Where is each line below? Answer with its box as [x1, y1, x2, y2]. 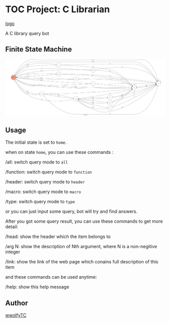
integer [5, 249, 20, 255]
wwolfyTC [5, 312, 26, 318]
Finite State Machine [5, 45, 72, 54]
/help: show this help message [5, 284, 70, 290]
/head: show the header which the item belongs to [5, 233, 111, 240]
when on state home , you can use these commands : [5, 149, 114, 155]
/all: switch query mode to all [5, 159, 68, 165]
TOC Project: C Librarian [5, 4, 110, 15]
